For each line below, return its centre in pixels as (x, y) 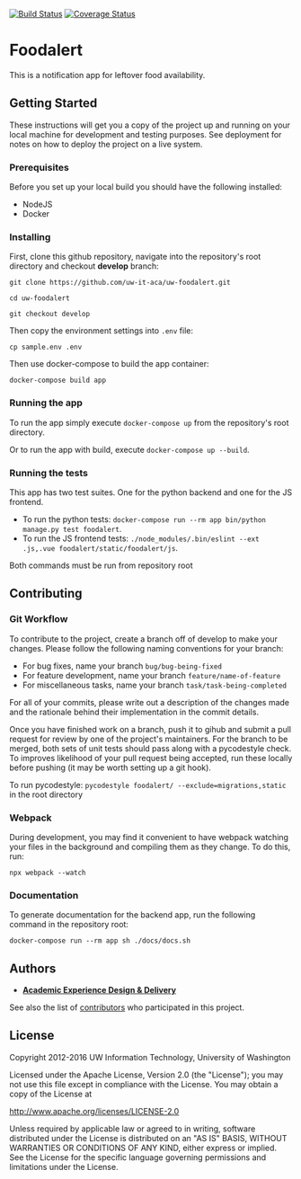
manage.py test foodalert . (72, 528)
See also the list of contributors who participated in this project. (127, 1007)
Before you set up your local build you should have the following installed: (146, 187)
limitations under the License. (64, 1166)
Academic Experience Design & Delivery (99, 990)
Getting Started (53, 103)
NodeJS (37, 204)
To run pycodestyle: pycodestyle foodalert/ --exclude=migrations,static (148, 785)
